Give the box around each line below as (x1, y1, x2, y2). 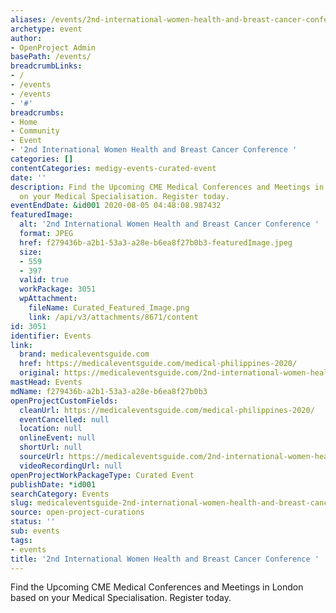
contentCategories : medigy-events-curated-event (10, 163, 217, 173)
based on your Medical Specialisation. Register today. (10, 592, 232, 604)
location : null (19, 424, 83, 434)
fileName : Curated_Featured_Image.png (28, 303, 190, 313)
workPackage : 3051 (19, 284, 97, 295)
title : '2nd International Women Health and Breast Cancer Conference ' (10, 554, 320, 564)
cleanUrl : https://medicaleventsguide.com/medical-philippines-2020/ (19, 405, 315, 415)
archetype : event (10, 24, 83, 34)
